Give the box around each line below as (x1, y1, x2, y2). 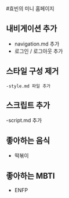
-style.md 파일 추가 (6, 83, 51, 89)
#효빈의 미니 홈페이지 (6, 5, 55, 12)
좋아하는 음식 (6, 136, 50, 146)
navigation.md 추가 (14, 40, 60, 47)
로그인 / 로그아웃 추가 (14, 47, 63, 54)
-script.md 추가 (6, 117, 42, 124)
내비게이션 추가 (6, 24, 57, 34)
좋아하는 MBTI (6, 171, 55, 181)
